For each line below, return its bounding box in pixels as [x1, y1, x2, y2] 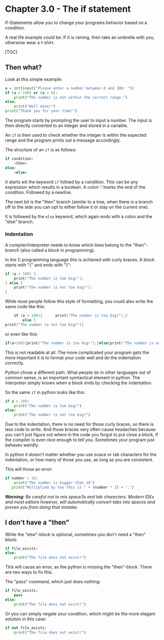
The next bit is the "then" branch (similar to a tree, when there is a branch [5, 198, 153, 204]
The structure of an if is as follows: [5, 147, 77, 152]
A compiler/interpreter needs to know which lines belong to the [5, 242, 132, 248]
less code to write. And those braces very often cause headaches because [5, 426, 156, 432]
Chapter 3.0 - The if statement [5, 3, 131, 15]
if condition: [5, 156, 34, 161]
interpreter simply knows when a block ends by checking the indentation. [5, 380, 153, 386]
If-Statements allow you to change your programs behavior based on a [5, 20, 147, 25]
